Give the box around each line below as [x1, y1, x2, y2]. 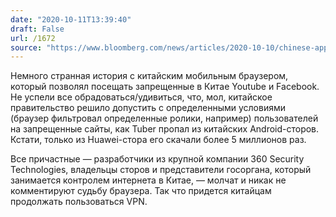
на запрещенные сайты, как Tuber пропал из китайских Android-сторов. [10, 123, 320, 135]
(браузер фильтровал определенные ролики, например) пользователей [10, 112, 319, 125]
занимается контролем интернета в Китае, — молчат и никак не [10, 174, 287, 186]
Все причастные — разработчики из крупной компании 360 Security [10, 153, 305, 165]
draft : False [10, 24, 65, 34]
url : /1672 [10, 33, 56, 43]
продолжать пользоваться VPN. [10, 196, 148, 208]
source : [10, 42, 43, 53]
